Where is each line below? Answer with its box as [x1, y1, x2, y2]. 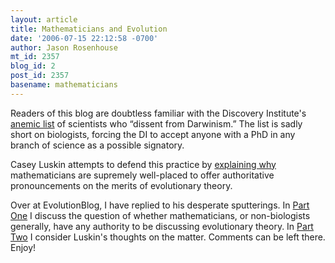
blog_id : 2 [10, 61, 56, 71]
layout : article [10, 14, 78, 25]
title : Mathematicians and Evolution [10, 24, 168, 34]
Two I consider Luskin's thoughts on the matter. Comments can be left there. [10, 231, 326, 243]
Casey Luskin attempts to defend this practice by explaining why [10, 158, 277, 170]
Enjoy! [10, 241, 37, 253]
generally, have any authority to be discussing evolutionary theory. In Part [10, 220, 314, 232]
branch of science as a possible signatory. [10, 139, 185, 151]
